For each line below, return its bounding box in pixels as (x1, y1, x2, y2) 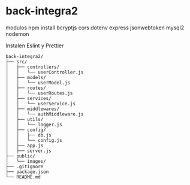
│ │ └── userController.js (5, 69, 84, 75)
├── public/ (5, 153, 35, 159)
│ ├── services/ (5, 95, 52, 101)
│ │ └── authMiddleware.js (5, 111, 84, 117)
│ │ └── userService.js (5, 101, 76, 107)
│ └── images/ (5, 158, 46, 164)
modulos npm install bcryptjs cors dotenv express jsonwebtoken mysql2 (5, 24, 185, 31)
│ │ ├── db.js (5, 132, 52, 138)
